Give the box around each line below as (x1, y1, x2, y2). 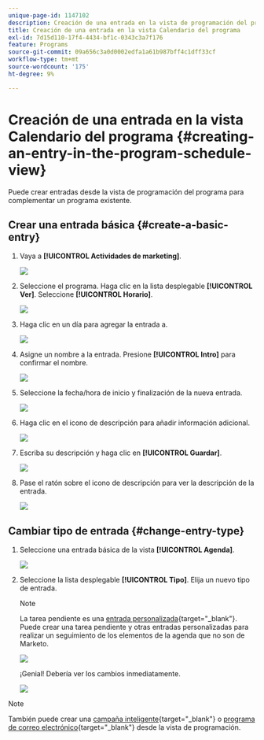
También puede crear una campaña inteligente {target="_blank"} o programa (8, 714, 255, 724)
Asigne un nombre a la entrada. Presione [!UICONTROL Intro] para (19, 350, 236, 359)
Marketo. (19, 639, 49, 649)
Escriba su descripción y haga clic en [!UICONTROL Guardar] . (19, 448, 222, 457)
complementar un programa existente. (8, 195, 132, 205)
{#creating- (176, 128, 255, 146)
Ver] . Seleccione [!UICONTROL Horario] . (19, 290, 153, 299)
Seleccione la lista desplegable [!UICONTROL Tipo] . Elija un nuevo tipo (19, 575, 250, 585)
